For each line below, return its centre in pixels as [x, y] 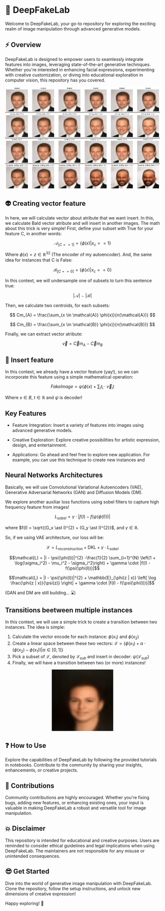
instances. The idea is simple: [35, 627]
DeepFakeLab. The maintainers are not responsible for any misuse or [75, 851]
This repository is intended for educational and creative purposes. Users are [82, 840]
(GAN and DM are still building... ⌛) [41, 593]
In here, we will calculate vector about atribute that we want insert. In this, [80, 218]
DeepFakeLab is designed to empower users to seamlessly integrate [74, 59]
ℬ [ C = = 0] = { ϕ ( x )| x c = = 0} [82, 270]
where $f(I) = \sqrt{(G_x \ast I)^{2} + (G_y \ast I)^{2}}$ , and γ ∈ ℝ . [72, 527]
